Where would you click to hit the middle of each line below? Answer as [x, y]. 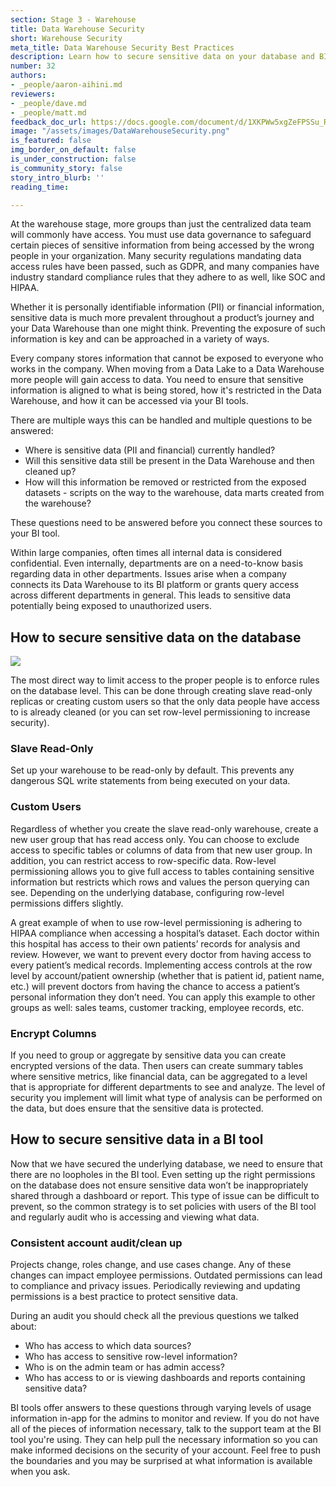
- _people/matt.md [48, 112]
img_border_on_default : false [73, 150]
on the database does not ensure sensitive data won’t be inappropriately [159, 1185]
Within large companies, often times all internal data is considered [146, 553]
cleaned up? [50, 472]
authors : [28, 76]
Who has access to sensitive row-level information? [131, 1357]
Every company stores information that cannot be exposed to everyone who [167, 358]
